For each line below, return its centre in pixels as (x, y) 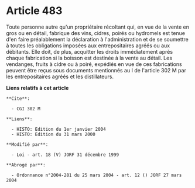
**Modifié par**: (27, 144)
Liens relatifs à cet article (37, 88)
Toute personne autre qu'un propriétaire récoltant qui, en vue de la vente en (97, 27)
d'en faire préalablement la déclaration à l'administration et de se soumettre (97, 39)
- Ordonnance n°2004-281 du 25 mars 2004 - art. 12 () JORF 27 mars (97, 175)
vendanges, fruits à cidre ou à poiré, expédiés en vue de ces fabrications (94, 64)
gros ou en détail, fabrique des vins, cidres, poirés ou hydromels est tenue (96, 33)
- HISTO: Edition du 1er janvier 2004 (59, 129)
